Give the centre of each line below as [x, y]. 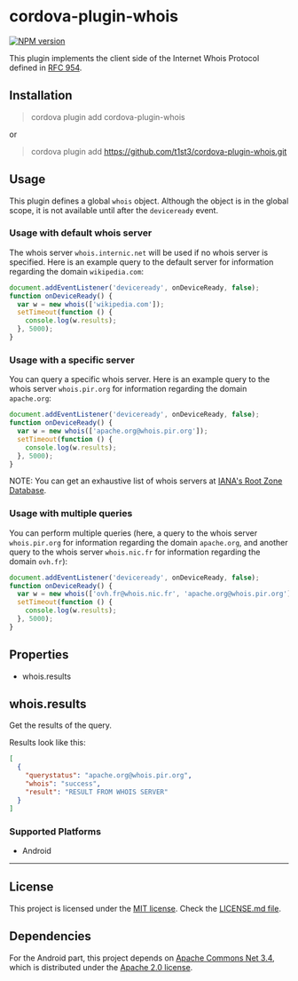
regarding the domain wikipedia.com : [77, 271]
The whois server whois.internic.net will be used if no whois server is [139, 252]
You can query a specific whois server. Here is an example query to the [140, 379]
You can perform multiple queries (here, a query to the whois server [133, 533]
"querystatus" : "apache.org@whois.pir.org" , [109, 776]
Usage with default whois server [81, 233]
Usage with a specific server [72, 360]
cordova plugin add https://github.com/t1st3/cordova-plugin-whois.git [159, 151]
